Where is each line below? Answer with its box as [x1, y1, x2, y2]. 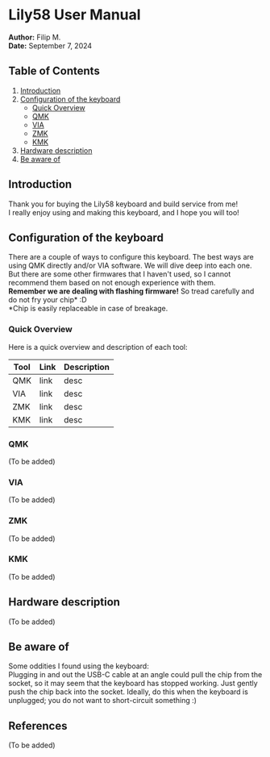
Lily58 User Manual [8, 6, 141, 24]
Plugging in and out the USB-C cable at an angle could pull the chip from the [8, 670, 263, 680]
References [8, 719, 68, 733]
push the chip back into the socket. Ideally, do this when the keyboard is [8, 687, 248, 697]
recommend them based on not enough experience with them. [8, 278, 216, 288]
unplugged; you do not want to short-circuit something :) [8, 696, 197, 705]
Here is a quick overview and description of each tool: [8, 342, 188, 351]
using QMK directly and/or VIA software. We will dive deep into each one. [8, 260, 252, 271]
